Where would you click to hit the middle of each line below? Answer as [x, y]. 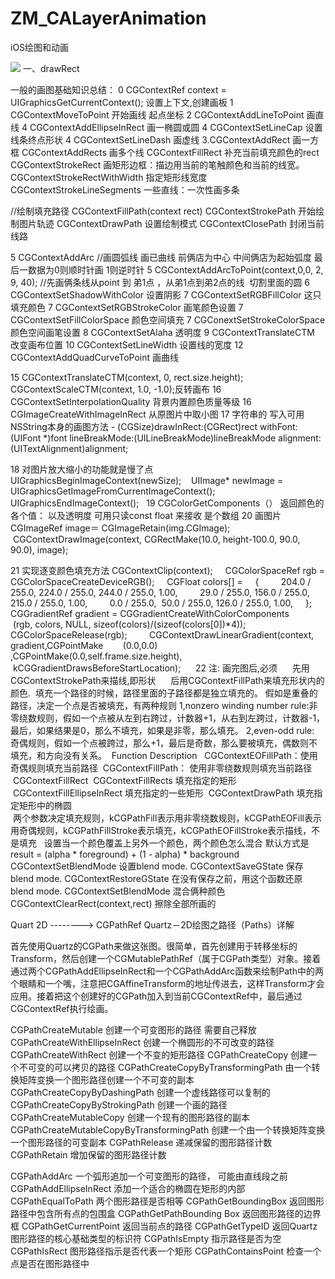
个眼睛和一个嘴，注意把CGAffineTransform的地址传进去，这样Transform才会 [167, 983]
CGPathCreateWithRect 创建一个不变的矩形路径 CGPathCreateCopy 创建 [159, 1054]
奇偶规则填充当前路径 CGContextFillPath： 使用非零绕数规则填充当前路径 [161, 768]
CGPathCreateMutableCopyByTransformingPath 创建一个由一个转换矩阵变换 [168, 1129]
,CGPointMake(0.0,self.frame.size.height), [96, 656]
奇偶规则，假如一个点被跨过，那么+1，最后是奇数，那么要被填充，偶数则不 [164, 743]
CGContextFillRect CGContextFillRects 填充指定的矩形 [124, 780]
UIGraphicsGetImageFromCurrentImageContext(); [113, 491]
